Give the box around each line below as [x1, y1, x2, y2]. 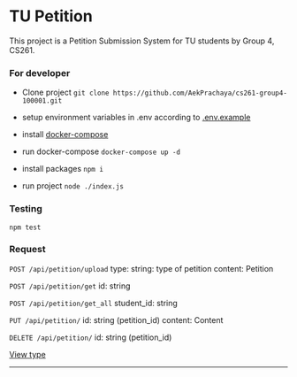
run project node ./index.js [21, 181, 125, 191]
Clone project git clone [21, 87, 110, 98]
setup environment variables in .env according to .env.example [21, 112, 251, 123]
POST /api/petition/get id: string [9, 281, 131, 291]
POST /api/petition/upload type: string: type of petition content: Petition [9, 263, 274, 273]
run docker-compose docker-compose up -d [21, 146, 181, 157]
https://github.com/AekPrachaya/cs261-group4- [112, 88, 287, 98]
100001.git [21, 96, 63, 105]
